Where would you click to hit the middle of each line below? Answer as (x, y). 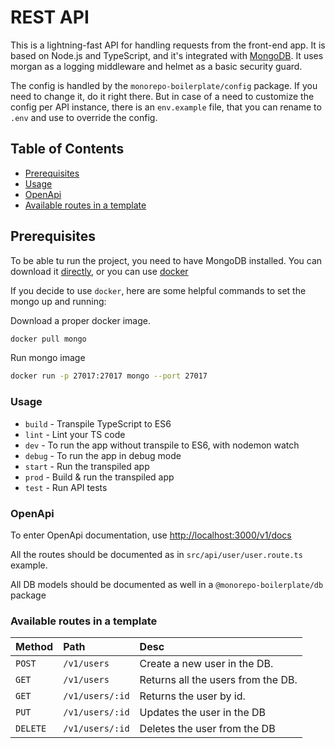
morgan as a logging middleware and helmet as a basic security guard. (156, 66)
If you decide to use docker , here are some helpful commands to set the (158, 290)
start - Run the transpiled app (87, 466)
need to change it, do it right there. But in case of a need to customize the (162, 96)
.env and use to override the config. (84, 117)
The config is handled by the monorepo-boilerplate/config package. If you (164, 85)
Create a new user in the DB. (206, 664)
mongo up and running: (58, 301)
